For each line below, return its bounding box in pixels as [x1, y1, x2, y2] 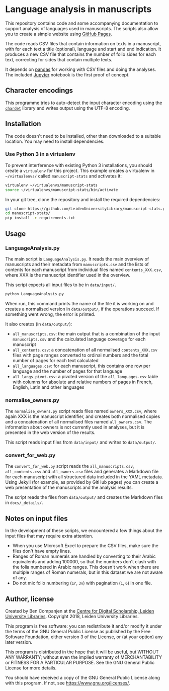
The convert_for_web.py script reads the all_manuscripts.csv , [5, 463, 134, 469]
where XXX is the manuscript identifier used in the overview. [5, 272, 131, 278]
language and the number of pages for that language [12, 368, 122, 374]
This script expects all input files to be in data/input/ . [5, 282, 117, 288]
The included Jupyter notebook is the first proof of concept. [5, 71, 130, 77]
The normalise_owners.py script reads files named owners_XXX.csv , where [5, 408, 157, 414]
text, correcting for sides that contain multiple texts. [5, 56, 113, 62]
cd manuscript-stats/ [5, 211, 51, 216]
